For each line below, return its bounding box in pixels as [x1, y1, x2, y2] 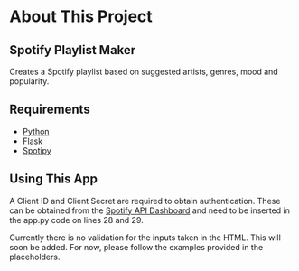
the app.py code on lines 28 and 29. [9, 214, 144, 225]
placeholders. [9, 251, 61, 262]
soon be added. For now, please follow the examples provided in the [9, 241, 264, 252]
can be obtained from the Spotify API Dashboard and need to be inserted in [9, 205, 291, 216]
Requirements [9, 102, 90, 117]
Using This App [9, 172, 98, 187]
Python [22, 126, 50, 136]
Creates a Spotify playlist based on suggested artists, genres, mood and [9, 66, 278, 77]
